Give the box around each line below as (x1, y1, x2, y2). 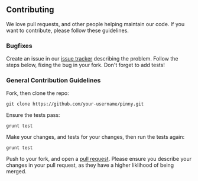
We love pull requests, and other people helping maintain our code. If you (6, 20, 185, 27)
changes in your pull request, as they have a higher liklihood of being (6, 161, 174, 169)
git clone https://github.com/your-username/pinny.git (6, 101, 144, 107)
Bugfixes (6, 42, 33, 50)
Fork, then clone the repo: (6, 90, 69, 97)
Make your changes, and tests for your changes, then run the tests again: (6, 134, 185, 141)
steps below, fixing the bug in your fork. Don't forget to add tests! (6, 62, 165, 69)
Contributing (6, 5, 54, 15)
